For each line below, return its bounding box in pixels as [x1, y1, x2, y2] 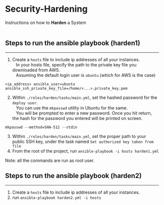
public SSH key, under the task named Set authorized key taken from [12, 138, 154, 144]
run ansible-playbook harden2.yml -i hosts [12, 194, 102, 200]
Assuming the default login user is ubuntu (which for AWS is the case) [16, 72, 156, 78]
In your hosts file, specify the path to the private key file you [16, 62, 137, 68]
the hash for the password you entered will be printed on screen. [12, 115, 143, 121]
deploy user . [12, 99, 38, 106]
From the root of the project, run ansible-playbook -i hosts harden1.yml [12, 148, 159, 154]
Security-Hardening [5, 3, 88, 15]
